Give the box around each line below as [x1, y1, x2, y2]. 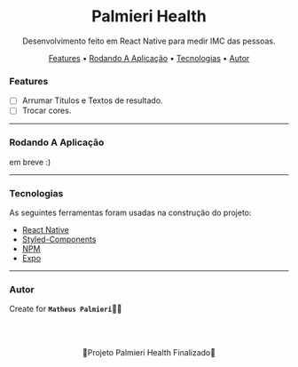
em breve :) [9, 156, 51, 167]
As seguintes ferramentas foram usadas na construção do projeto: [9, 207, 252, 218]
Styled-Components [21, 234, 97, 244]
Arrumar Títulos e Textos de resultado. [21, 95, 163, 106]
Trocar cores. [21, 105, 72, 116]
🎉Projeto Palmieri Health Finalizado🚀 [82, 347, 216, 358]
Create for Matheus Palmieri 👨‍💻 [9, 304, 122, 315]
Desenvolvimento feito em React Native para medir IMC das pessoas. [22, 36, 276, 46]
